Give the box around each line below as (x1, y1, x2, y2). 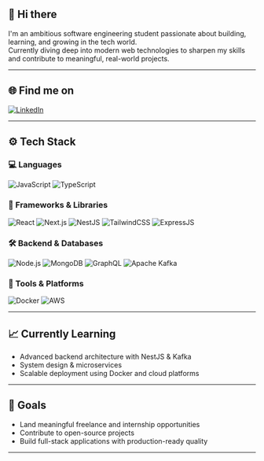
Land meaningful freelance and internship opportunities (19, 419, 200, 429)
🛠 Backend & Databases (8, 238, 104, 249)
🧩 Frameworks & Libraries (8, 200, 108, 211)
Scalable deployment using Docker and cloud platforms (19, 369, 200, 378)
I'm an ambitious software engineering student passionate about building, (8, 28, 247, 38)
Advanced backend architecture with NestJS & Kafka (19, 352, 192, 362)
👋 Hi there (8, 8, 57, 21)
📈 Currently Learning (8, 327, 116, 341)
